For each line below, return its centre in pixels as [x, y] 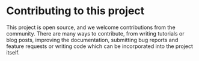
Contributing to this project [75, 11]
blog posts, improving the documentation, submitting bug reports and [92, 40]
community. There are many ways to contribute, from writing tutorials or [95, 33]
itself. [13, 52]
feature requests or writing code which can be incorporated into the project [100, 46]
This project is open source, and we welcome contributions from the [91, 27]
